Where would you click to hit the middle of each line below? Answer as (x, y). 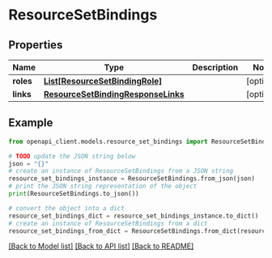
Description (215, 68)
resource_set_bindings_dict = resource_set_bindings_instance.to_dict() (134, 216)
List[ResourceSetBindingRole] (103, 81)
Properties (36, 45)
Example (31, 123)
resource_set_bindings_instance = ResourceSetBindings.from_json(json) (132, 179)
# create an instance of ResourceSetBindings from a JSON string (121, 171)
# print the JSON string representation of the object (103, 186)
